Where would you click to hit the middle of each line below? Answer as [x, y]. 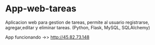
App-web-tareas [41, 9]
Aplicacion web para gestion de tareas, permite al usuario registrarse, [77, 22]
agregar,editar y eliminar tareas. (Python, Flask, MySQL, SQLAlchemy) [78, 27]
